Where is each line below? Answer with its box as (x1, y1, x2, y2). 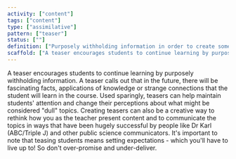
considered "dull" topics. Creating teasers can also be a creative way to (7, 106, 215, 115)
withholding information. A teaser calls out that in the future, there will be (7, 76, 218, 84)
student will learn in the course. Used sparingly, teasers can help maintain (7, 91, 221, 99)
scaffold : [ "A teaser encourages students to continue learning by (7, 50, 209, 57)
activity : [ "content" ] (7, 10, 74, 18)
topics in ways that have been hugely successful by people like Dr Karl (7, 121, 212, 129)
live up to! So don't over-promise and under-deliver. (7, 144, 157, 152)
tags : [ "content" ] (7, 17, 61, 24)
